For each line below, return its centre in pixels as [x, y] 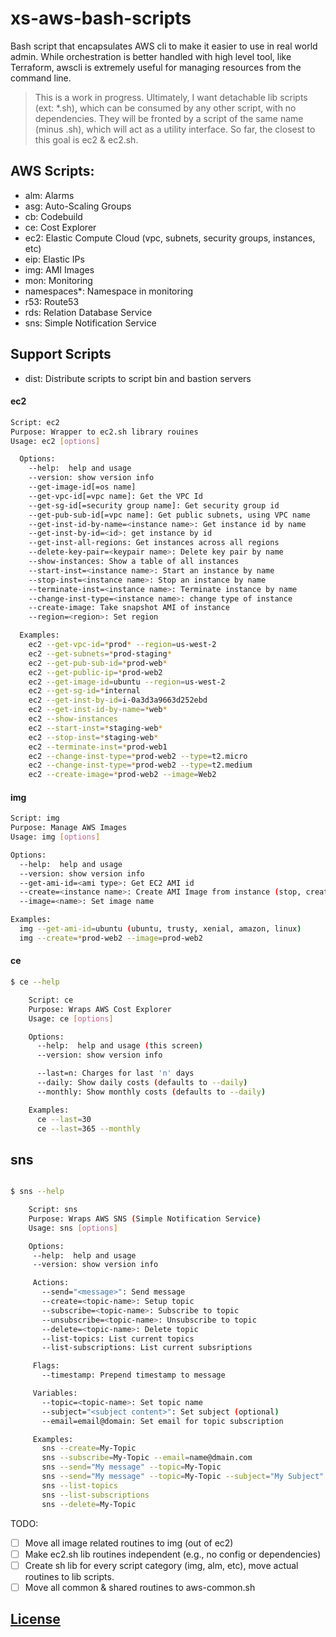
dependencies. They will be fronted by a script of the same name [169, 118]
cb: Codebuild [53, 216]
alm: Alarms [49, 195]
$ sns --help [37, 1192]
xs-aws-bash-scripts [101, 18]
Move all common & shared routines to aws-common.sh [140, 1587]
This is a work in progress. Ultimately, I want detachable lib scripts [171, 97]
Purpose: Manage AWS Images [69, 828]
